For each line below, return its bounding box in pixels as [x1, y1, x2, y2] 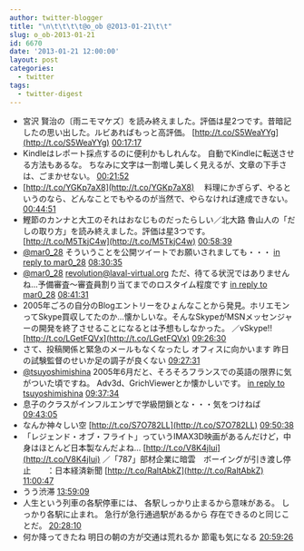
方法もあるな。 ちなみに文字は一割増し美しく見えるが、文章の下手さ [30, 159, 288, 170]
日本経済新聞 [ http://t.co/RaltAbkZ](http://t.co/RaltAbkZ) [54, 465, 264, 476]
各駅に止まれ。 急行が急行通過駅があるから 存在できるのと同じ [46, 508, 282, 519]
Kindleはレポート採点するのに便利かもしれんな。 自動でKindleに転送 [22, 147, 279, 159]
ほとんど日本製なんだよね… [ [38, 442, 147, 453]
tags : [9, 81, 30, 90]
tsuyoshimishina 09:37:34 [22, 388, 120, 398]
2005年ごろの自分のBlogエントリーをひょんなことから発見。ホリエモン [22, 300, 290, 310]
